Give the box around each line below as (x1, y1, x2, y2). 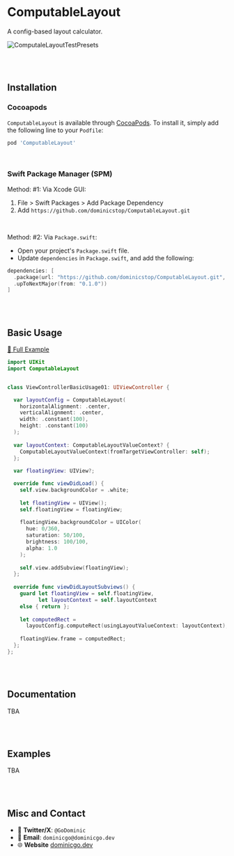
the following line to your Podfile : (7, 126, 104, 134)
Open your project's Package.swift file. (17, 246, 130, 255)
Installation (7, 81, 57, 94)
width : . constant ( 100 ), (19, 415, 89, 423)
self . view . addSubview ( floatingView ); (19, 564, 130, 571)
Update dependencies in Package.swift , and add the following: (17, 253, 194, 262)
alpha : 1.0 (25, 544, 58, 552)
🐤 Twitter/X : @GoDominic (17, 826, 86, 834)
